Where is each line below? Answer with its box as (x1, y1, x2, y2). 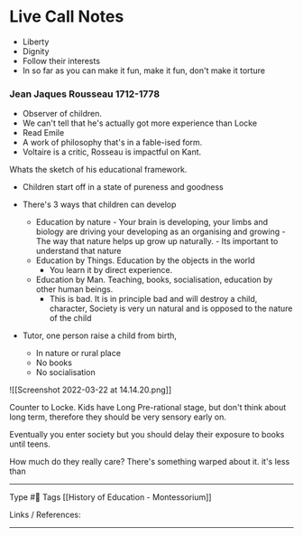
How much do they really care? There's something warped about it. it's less (9, 457, 290, 467)
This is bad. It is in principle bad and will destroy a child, (49, 294, 258, 305)
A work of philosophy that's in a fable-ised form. (22, 137, 203, 148)
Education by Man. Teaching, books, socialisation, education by (35, 274, 273, 286)
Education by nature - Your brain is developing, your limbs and (35, 217, 269, 228)
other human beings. (35, 284, 114, 295)
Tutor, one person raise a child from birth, (22, 330, 178, 341)
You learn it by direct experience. (49, 265, 173, 276)
